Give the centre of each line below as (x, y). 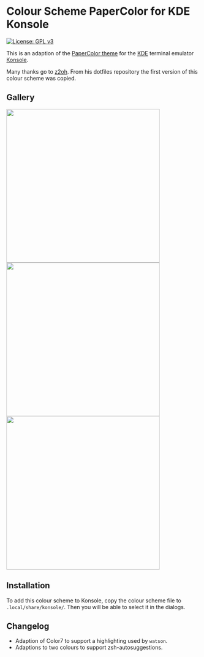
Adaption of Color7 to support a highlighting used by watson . (91, 641)
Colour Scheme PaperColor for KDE (98, 11)
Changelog (28, 626)
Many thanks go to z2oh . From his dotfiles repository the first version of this (102, 71)
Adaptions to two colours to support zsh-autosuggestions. (89, 647)
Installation (28, 585)
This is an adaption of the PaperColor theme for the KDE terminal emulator (100, 53)
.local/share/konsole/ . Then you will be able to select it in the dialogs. (96, 607)
